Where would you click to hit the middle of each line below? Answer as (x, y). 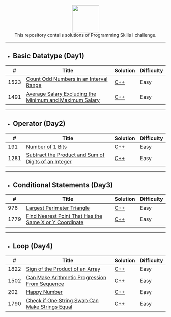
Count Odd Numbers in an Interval (67, 79)
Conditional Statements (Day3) (63, 185)
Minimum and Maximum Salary (63, 100)
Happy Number (44, 292)
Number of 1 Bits (47, 147)
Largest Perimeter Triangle (58, 208)
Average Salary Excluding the (61, 94)
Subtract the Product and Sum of (65, 155)
